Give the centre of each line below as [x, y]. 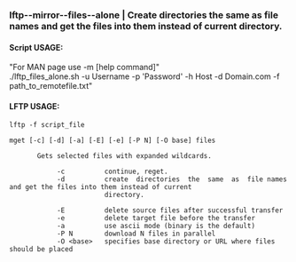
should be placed [41, 250]
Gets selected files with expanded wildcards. [125, 156]
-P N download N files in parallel [136, 234]
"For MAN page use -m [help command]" [84, 67]
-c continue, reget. [112, 172]
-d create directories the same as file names [172, 179]
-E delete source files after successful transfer [170, 210]
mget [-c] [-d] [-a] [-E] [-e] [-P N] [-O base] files [113, 141]
